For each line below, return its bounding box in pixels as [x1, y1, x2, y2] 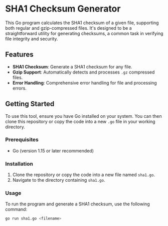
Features [5, 50, 34, 59]
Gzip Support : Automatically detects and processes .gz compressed [12, 69, 155, 75]
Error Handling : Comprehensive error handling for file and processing [12, 80, 157, 86]
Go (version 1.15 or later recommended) [12, 147, 94, 154]
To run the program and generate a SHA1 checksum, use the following [5, 201, 150, 207]
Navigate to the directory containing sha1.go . [12, 177, 105, 183]
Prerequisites [5, 136, 39, 143]
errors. [12, 85, 27, 91]
